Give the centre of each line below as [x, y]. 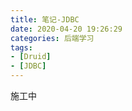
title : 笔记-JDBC [45, 19]
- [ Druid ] [31, 57]
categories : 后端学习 [52, 38]
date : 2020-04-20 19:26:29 [66, 29]
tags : [21, 47]
